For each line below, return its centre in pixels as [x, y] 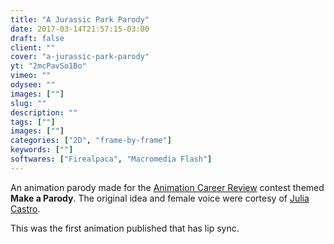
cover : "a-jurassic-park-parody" [80, 57]
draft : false [37, 38]
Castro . [25, 208]
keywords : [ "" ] [42, 150]
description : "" [44, 112]
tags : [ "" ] [33, 122]
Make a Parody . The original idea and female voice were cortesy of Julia [160, 198]
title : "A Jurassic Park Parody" [80, 19]
